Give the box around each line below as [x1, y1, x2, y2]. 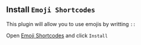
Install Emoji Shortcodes [6, 5, 95, 15]
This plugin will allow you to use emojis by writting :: [6, 20, 136, 27]
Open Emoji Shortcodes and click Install [6, 32, 108, 39]
